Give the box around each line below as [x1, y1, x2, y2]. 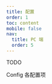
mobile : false [6, 25, 42, 32]
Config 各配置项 [6, 71, 46, 78]
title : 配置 [6, 8, 34, 15]
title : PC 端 [11, 37, 44, 43]
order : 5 [11, 43, 34, 49]
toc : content [6, 20, 39, 26]
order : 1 [6, 14, 28, 20]
